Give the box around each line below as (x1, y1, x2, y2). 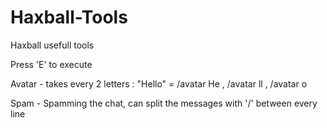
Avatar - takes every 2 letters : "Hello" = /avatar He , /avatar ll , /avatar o (10, 77, 308, 90)
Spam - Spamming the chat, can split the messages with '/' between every (10, 97, 318, 109)
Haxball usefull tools (10, 39, 95, 51)
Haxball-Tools (10, 6, 128, 29)
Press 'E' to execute (10, 58, 93, 70)
